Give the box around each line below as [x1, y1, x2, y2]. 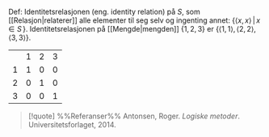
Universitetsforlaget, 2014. [27, 120, 116, 129]
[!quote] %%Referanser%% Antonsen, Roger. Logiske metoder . [27, 111, 241, 121]
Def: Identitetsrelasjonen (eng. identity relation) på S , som [8, 7, 200, 16]
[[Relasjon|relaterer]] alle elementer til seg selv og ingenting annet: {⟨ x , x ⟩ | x [8, 15, 261, 25]
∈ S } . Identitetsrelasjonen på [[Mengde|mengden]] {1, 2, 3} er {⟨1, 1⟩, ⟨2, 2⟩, [8, 24, 257, 33]
